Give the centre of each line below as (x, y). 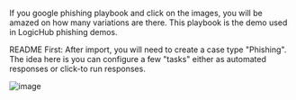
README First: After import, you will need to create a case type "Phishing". (148, 50)
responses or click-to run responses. (77, 68)
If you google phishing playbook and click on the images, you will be (136, 13)
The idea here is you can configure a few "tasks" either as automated (138, 59)
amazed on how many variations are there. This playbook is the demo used (148, 23)
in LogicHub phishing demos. (63, 32)
